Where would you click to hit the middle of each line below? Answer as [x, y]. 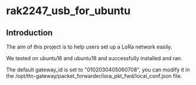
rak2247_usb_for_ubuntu [68, 11]
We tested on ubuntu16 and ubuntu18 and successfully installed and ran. [94, 58]
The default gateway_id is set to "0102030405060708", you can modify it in [98, 70]
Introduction [30, 33]
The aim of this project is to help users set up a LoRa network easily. [89, 47]
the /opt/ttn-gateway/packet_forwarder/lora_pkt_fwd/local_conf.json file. [94, 76]
